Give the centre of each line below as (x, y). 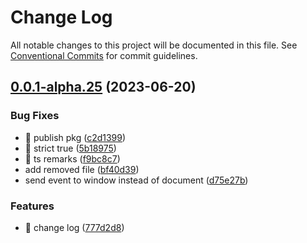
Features (32, 206)
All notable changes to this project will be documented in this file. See (154, 45)
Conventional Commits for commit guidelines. (104, 55)
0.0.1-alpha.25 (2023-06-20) (103, 87)
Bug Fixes (35, 116)
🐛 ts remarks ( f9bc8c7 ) (72, 158)
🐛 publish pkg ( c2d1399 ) (75, 137)
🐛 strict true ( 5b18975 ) (70, 148)
